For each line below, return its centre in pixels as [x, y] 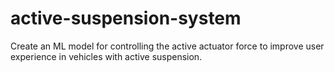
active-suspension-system [126, 18]
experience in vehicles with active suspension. [106, 56]
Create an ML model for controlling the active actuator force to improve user [167, 46]
